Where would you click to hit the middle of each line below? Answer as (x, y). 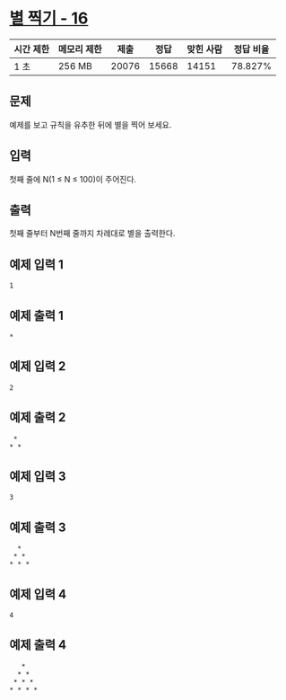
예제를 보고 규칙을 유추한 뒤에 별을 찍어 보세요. (91, 124)
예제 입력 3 (38, 477)
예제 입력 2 (38, 366)
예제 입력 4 (38, 594)
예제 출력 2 (38, 417)
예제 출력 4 (38, 645)
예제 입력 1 (37, 265)
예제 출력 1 (37, 315)
